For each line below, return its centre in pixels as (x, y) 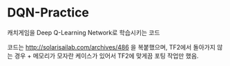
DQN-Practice (48, 13)
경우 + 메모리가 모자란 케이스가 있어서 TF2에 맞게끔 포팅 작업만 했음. (106, 56)
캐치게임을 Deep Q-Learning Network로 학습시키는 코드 (84, 32)
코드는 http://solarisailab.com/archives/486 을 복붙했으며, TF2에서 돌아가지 (112, 47)
